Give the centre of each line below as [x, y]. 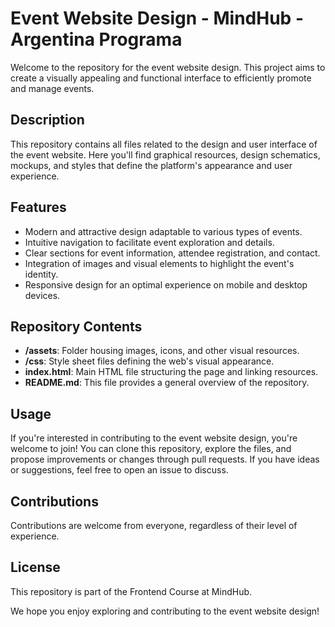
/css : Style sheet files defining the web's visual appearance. [149, 361]
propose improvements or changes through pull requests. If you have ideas [165, 459]
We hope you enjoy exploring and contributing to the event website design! [165, 611]
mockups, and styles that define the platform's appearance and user [151, 165]
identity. [41, 274]
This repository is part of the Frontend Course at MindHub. [131, 591]
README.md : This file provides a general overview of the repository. [167, 383]
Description [47, 120]
